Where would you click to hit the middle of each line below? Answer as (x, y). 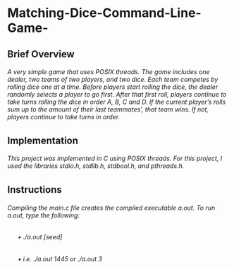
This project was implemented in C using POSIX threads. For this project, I (115, 159)
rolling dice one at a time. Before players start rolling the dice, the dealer (113, 87)
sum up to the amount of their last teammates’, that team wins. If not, (108, 109)
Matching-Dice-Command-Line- (105, 13)
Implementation (43, 140)
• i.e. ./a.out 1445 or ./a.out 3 (60, 258)
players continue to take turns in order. (64, 117)
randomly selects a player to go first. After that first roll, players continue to (117, 95)
